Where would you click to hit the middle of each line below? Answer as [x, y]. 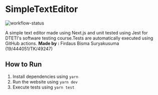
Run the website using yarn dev [45, 81]
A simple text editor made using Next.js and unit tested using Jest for [76, 32]
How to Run [24, 64]
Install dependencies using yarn [45, 76]
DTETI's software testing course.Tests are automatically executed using [79, 38]
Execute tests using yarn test [43, 87]
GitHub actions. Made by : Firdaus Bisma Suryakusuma [62, 43]
